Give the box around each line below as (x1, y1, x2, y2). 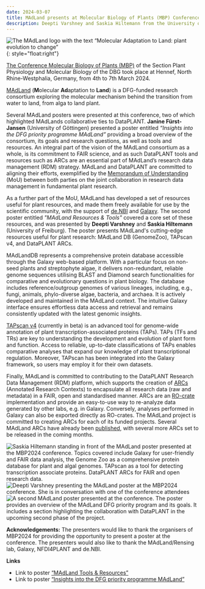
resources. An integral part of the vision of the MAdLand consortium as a (6, 144, 190, 151)
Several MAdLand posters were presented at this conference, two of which (6, 111, 195, 119)
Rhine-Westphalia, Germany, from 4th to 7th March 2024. (6, 74, 151, 82)
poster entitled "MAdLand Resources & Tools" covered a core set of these (6, 214, 193, 222)
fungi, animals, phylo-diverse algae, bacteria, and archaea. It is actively (6, 291, 185, 298)
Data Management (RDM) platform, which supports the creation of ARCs (6, 379, 189, 386)
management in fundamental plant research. (6, 182, 118, 190)
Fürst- (165, 118, 182, 125)
